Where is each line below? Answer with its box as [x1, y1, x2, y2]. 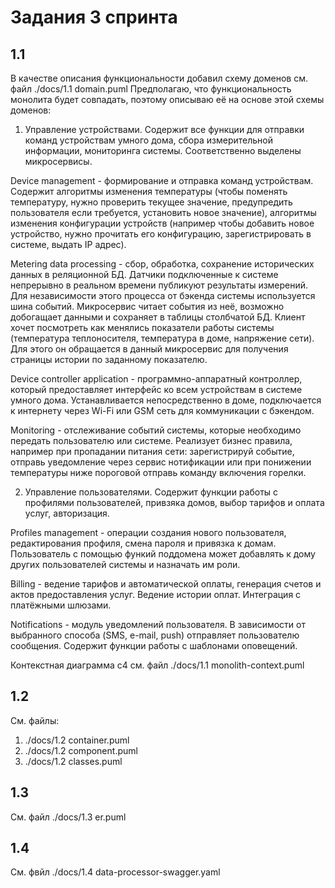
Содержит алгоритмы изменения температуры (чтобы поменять [10, 186, 288, 197]
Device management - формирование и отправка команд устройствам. [10, 175, 314, 186]
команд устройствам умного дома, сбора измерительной [24, 134, 273, 146]
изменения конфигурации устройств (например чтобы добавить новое [10, 217, 315, 229]
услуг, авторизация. [24, 507, 110, 519]
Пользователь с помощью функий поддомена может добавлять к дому [10, 548, 316, 560]
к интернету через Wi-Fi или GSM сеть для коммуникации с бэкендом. [10, 405, 315, 416]
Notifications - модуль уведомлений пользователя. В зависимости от [10, 619, 306, 630]
